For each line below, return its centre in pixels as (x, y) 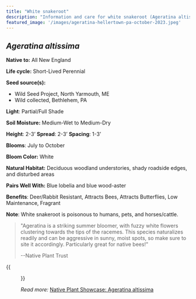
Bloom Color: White (30, 157)
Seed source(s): (26, 83)
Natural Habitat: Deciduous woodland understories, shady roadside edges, (97, 168)
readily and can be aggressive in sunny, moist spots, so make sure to (103, 238)
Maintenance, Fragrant (33, 203)
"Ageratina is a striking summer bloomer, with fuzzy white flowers (99, 226)
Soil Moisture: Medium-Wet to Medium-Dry (58, 123)
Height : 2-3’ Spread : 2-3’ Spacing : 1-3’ (54, 134)
